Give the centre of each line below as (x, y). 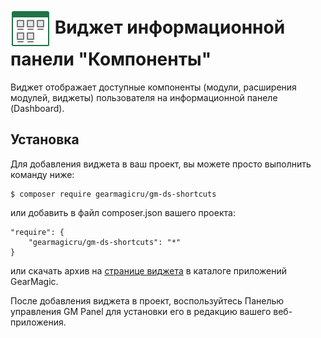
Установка (45, 139)
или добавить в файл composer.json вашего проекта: (123, 212)
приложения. (38, 322)
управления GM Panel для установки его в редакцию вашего (141, 311)
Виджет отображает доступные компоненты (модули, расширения (153, 87)
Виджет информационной (170, 27)
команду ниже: (42, 174)
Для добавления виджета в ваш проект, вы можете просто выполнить (161, 164)
